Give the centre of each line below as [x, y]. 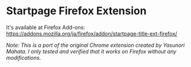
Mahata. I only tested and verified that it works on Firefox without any [91, 51]
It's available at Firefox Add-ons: [46, 27]
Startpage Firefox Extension [76, 11]
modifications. [24, 58]
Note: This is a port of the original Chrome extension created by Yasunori [96, 45]
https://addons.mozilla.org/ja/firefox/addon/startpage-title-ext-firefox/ [92, 33]
